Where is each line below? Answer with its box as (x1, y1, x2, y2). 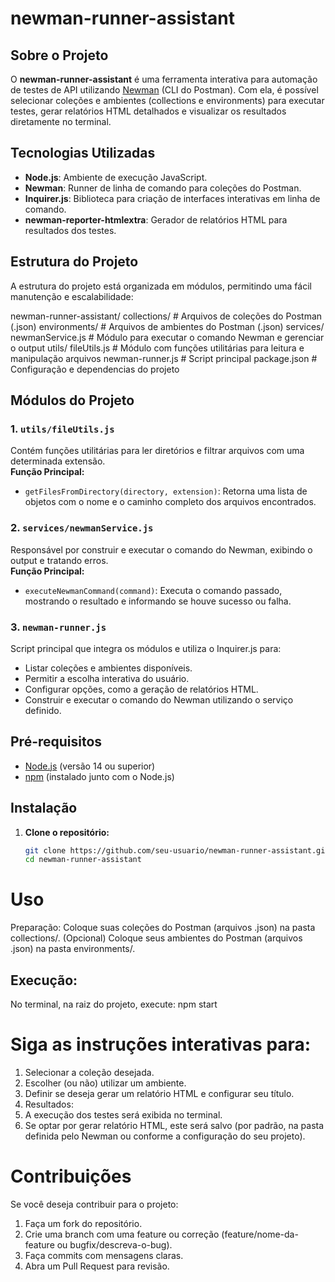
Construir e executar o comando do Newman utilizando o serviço (24, 693, 294, 706)
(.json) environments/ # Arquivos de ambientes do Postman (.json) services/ (10, 320, 325, 332)
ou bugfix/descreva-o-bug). (56, 1238, 173, 1251)
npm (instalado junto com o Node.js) (24, 770, 175, 782)
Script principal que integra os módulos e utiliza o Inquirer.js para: (10, 642, 282, 654)
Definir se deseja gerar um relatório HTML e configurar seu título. (24, 1087, 295, 1099)
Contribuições (10, 1165, 132, 1188)
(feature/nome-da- (221, 1228, 299, 1240)
